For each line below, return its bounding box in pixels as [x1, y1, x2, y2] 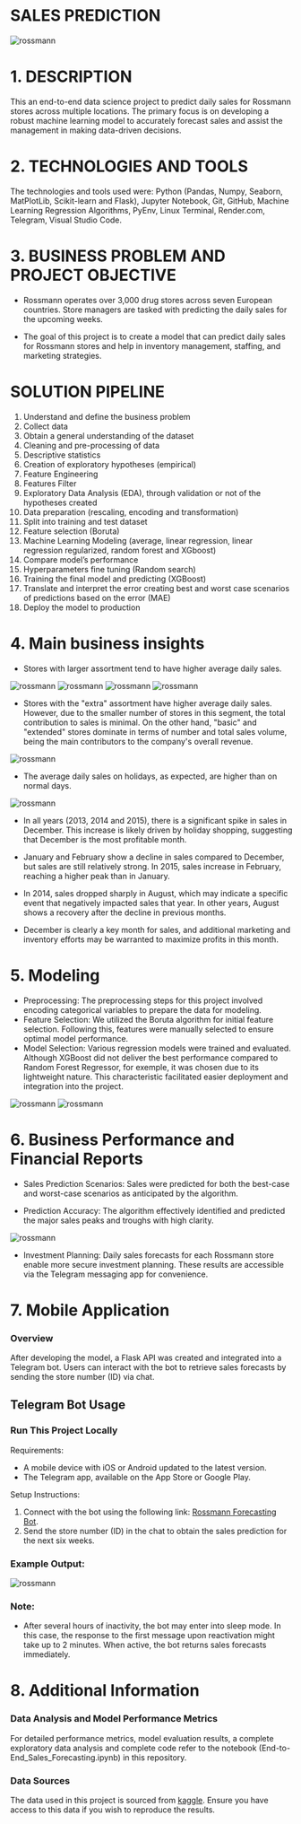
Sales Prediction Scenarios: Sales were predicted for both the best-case [22, 1178, 290, 1189]
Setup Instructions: [10, 1488, 81, 1499]
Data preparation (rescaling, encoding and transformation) [22, 506, 239, 517]
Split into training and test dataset [22, 516, 148, 527]
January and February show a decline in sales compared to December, [22, 851, 285, 862]
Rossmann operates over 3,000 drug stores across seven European [22, 294, 272, 305]
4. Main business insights [10, 633, 205, 653]
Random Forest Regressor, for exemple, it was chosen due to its [22, 1061, 259, 1072]
